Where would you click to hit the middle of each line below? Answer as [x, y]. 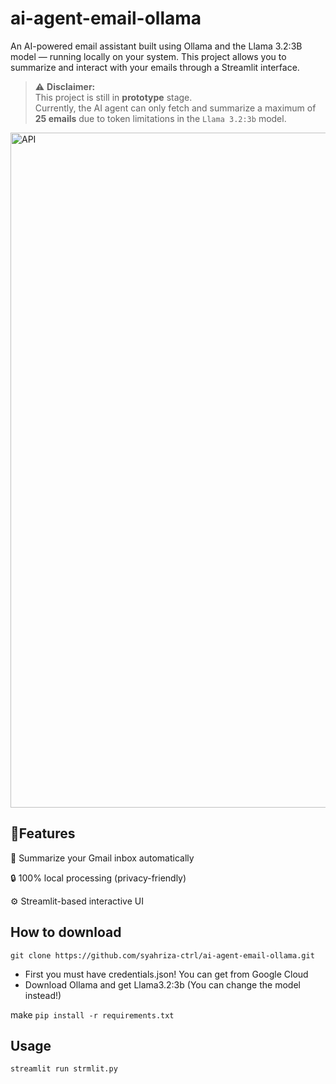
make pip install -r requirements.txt [92, 1014]
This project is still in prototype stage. [113, 97]
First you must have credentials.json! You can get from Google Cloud [166, 974]
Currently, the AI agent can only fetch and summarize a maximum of [175, 108]
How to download [66, 932]
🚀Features [43, 833]
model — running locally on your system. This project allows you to [148, 56]
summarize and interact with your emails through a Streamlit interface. [155, 67]
